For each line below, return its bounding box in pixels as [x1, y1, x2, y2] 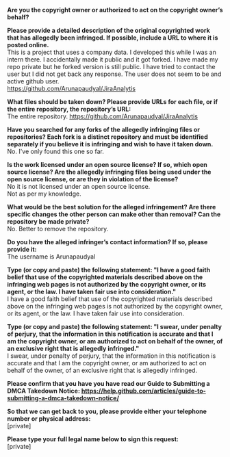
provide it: [7, 246, 37, 253]
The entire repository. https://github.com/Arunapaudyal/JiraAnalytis [7, 112, 199, 120]
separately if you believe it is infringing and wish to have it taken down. [7, 140, 214, 148]
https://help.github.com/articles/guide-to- [81, 387, 207, 395]
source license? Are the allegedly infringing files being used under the [7, 168, 212, 176]
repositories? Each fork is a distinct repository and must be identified [7, 133, 208, 141]
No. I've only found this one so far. [7, 147, 105, 155]
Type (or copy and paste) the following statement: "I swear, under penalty [7, 323, 222, 330]
